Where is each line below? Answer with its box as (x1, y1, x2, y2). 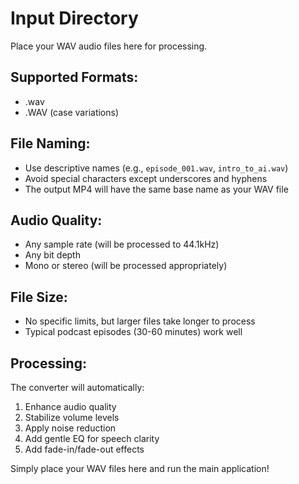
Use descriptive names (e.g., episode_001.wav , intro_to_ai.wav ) (24, 162, 289, 174)
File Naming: (10, 135, 91, 152)
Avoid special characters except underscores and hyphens (24, 172, 268, 184)
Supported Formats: (10, 69, 139, 86)
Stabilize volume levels (24, 412, 120, 423)
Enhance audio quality (24, 401, 117, 412)
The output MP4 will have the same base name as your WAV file (24, 183, 289, 195)
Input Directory (10, 7, 139, 30)
